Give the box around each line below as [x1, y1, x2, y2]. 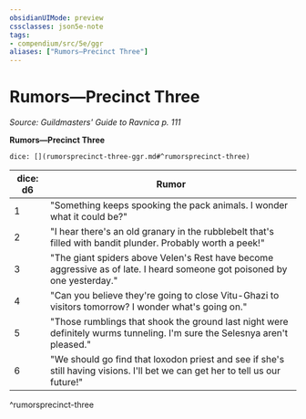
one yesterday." [49, 275, 118, 288]
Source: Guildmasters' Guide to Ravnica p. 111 [9, 117, 181, 128]
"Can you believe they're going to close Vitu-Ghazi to [49, 289, 280, 302]
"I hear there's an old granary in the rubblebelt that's [49, 225, 275, 238]
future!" [49, 376, 84, 389]
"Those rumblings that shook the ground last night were [49, 316, 289, 329]
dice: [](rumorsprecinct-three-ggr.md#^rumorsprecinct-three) [9, 152, 250, 162]
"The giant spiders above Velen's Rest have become [49, 252, 274, 265]
